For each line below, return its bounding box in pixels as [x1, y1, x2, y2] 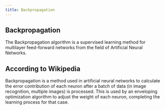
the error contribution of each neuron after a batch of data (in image [5, 83, 146, 89]
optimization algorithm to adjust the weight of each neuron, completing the [5, 94, 160, 100]
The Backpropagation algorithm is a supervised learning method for [5, 39, 146, 45]
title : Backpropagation [5, 7, 55, 13]
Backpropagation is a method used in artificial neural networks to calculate [5, 78, 160, 84]
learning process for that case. [5, 99, 69, 105]
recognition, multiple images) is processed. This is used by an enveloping [5, 88, 157, 94]
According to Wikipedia [5, 64, 80, 73]
